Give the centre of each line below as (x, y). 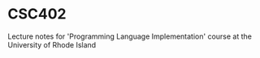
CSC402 (37, 14)
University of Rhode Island (52, 44)
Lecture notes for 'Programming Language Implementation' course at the (130, 36)
